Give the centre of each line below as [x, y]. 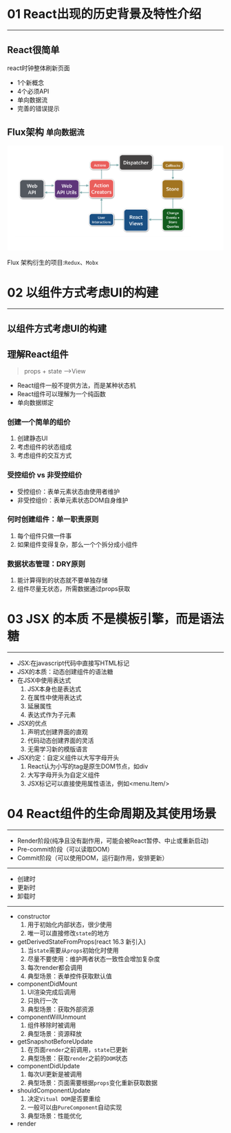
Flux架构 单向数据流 [46, 132]
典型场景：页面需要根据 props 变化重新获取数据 [92, 1082]
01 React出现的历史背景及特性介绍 [104, 14]
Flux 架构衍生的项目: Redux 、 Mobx [53, 262]
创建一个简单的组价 [39, 422]
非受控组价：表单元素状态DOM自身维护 [73, 500]
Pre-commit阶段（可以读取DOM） [65, 849]
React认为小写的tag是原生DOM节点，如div [88, 766]
